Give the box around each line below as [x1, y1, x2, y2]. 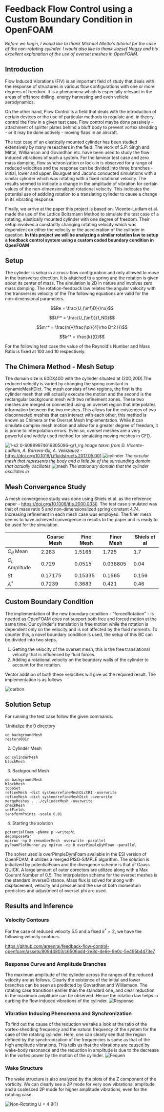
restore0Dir [5, 737, 29, 741]
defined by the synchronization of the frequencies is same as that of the [5, 1037, 150, 1043]
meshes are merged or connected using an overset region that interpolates [5, 401, 156, 408]
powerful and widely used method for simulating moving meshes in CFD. [5, 433, 151, 439]
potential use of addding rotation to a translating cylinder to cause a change [5, 191, 158, 197]
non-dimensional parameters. [5, 295, 65, 301]
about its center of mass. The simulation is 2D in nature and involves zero [5, 280, 153, 286]
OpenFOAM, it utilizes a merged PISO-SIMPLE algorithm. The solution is [5, 856, 150, 862]
